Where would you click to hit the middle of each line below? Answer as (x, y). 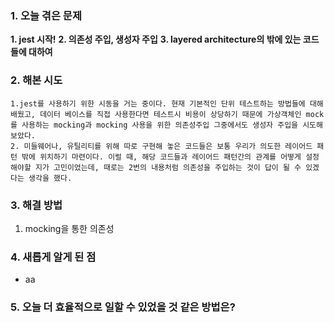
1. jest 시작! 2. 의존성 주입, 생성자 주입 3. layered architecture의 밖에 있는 (156, 39)
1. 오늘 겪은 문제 (46, 15)
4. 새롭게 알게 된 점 (53, 257)
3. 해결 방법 (36, 205)
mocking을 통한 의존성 (69, 228)
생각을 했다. (50, 178)
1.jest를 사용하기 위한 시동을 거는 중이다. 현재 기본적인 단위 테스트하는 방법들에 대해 (167, 103)
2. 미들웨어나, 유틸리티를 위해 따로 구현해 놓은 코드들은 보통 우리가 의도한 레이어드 (161, 146)
